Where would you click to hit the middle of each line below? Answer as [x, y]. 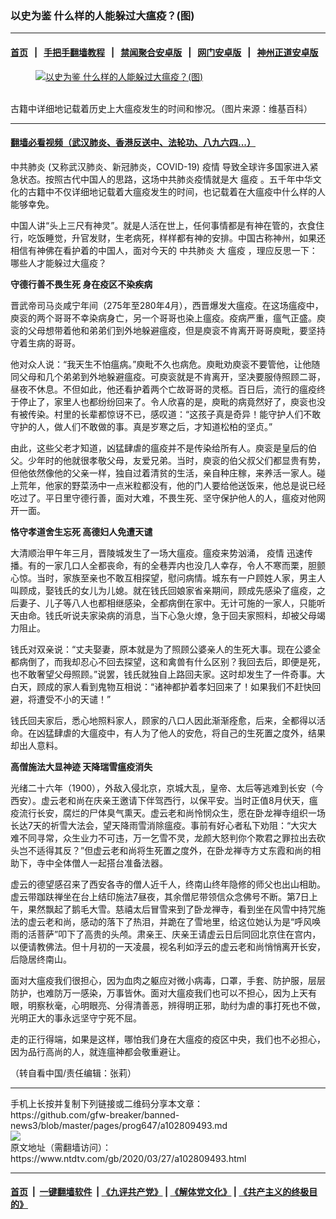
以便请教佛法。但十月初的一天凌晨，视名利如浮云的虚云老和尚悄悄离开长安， [168, 946]
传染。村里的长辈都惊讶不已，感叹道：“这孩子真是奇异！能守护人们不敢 [174, 414]
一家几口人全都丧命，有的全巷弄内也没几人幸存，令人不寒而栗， [176, 565]
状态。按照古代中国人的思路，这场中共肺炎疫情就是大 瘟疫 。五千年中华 [165, 179]
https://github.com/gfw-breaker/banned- [95, 1114]
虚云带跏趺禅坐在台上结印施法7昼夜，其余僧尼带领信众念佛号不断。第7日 [160, 896]
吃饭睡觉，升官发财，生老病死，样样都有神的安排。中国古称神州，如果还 [176, 238]
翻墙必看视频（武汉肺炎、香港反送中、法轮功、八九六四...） [133, 143]
